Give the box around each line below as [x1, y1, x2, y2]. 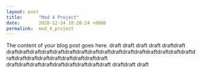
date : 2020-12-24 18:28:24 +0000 [6, 20, 107, 26]
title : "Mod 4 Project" [6, 14, 79, 20]
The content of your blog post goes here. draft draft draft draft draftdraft [6, 42, 185, 49]
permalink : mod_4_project [6, 25, 74, 32]
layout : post [6, 8, 39, 15]
